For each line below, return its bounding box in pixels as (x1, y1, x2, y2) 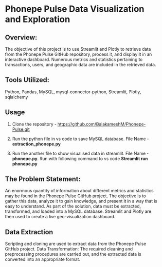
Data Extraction (5, 228, 54, 236)
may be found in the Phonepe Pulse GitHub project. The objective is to (5, 193, 146, 199)
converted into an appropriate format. (5, 256, 80, 262)
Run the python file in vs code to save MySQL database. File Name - (12, 136, 149, 142)
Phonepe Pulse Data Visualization (5, 3, 144, 15)
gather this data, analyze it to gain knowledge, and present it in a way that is (5, 198, 158, 204)
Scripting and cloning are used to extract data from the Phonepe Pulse (5, 241, 146, 247)
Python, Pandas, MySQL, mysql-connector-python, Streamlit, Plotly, (5, 89, 141, 95)
